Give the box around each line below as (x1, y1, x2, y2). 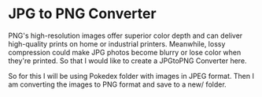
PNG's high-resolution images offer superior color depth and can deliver (8, 31, 243, 40)
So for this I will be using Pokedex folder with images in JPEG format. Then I (8, 71, 254, 80)
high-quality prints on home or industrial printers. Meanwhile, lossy (8, 39, 226, 48)
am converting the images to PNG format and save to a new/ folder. (8, 80, 227, 89)
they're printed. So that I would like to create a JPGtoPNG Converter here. (8, 56, 247, 65)
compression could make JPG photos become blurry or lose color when (8, 47, 242, 57)
